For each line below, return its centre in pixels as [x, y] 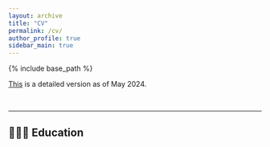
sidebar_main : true [41, 46]
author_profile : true [45, 38]
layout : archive [35, 16]
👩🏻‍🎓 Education [46, 132]
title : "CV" [28, 23]
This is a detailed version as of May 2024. [78, 84]
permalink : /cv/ [35, 31]
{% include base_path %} [51, 68]
